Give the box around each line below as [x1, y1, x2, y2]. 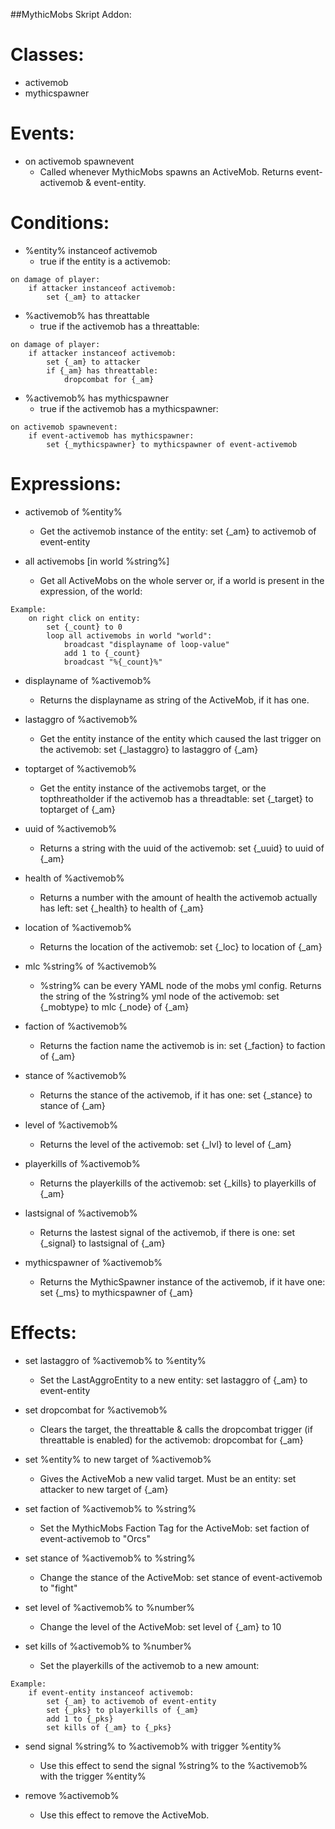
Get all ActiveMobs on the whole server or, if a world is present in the [39, 574, 325, 586]
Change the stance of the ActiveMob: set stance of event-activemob [39, 1571, 323, 1583]
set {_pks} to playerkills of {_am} [46, 1705, 199, 1715]
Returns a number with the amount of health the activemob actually [39, 891, 318, 903]
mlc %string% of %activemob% [24, 960, 158, 972]
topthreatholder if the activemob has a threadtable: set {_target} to [39, 792, 314, 804]
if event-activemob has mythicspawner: [28, 430, 195, 441]
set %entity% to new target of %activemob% [24, 1453, 212, 1465]
